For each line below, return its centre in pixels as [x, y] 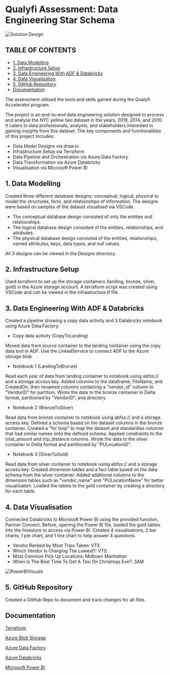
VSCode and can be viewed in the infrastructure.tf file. [62, 292]
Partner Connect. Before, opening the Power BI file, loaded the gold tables [83, 525]
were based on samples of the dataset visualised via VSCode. [70, 206]
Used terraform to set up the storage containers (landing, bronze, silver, [80, 282]
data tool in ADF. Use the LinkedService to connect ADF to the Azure [77, 351]
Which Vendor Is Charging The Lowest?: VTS [60, 551]
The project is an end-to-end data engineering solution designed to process [85, 114]
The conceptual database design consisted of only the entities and [82, 217]
